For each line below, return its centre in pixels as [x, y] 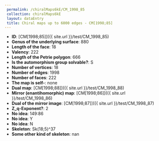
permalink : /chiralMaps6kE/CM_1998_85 [46, 9]
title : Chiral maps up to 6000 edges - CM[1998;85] [60, 23]
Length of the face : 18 [34, 47]
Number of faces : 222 [34, 78]
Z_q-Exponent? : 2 [30, 109]
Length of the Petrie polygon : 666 [46, 57]
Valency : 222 [25, 52]
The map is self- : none [34, 83]
